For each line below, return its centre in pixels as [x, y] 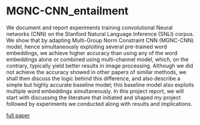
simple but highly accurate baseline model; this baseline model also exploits [100, 84]
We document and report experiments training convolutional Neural [89, 28]
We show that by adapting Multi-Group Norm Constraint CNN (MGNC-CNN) [100, 40]
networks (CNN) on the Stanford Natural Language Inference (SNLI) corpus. [100, 33]
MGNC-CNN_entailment [68, 11]
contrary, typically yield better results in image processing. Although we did [100, 65]
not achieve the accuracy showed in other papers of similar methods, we [96, 72]
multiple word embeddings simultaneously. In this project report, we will [95, 91]
